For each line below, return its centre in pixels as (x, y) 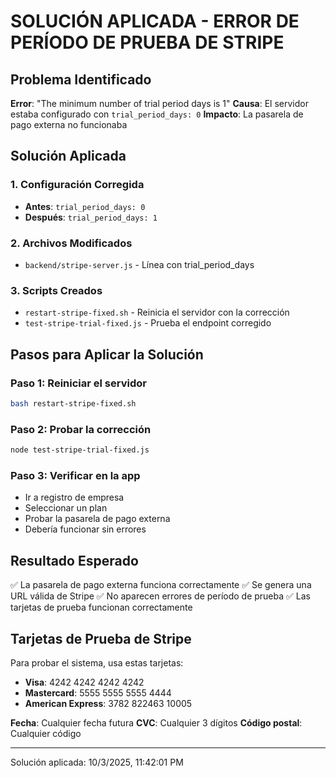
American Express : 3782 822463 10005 (108, 703)
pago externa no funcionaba (69, 124)
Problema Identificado (81, 79)
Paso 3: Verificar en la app (75, 475)
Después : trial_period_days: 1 (91, 217)
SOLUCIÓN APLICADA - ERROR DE (155, 21)
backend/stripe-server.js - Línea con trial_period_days (139, 264)
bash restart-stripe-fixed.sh (73, 403)
